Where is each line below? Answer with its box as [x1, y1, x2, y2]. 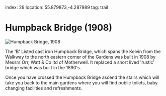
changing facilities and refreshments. [5, 85, 82, 91]
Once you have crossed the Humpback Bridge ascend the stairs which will [5, 74, 159, 80]
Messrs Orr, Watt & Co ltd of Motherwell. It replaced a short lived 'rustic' [5, 59, 155, 65]
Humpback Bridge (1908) [5, 22, 112, 33]
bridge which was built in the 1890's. [5, 64, 81, 70]
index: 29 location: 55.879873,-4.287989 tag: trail [5, 5, 108, 10]
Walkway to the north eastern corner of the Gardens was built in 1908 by [5, 54, 156, 60]
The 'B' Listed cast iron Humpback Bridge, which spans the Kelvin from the [5, 48, 161, 55]
